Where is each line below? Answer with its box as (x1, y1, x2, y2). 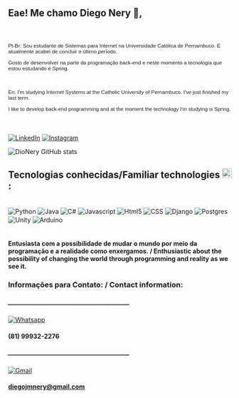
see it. (8, 262, 27, 271)
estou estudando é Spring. (8, 65, 70, 72)
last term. (8, 94, 30, 101)
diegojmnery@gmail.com (8, 382, 85, 391)
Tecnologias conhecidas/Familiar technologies (8, 169, 221, 181)
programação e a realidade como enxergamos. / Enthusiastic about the (8, 247, 223, 255)
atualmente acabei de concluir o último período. (8, 48, 117, 55)
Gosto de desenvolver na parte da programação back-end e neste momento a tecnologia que (8, 59, 223, 66)
